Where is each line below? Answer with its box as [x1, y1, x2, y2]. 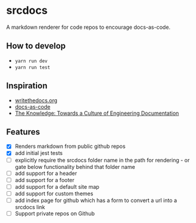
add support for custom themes [14, 190, 94, 197]
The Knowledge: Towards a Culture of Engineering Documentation [14, 109, 179, 117]
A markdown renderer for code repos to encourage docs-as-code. [6, 23, 171, 31]
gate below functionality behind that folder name [14, 163, 135, 170]
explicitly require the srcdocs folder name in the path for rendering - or [14, 156, 190, 163]
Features [6, 127, 40, 137]
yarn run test [14, 64, 50, 70]
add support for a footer [14, 176, 75, 183]
